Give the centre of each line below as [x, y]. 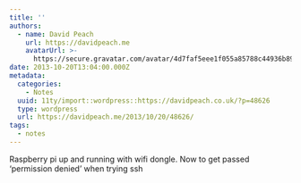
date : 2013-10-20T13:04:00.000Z [69, 68]
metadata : [28, 76]
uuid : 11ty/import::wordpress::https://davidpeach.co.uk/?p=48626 [144, 100]
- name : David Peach [56, 34]
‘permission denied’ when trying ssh [76, 168]
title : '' [28, 17]
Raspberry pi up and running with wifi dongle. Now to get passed [129, 159]
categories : [40, 84]
